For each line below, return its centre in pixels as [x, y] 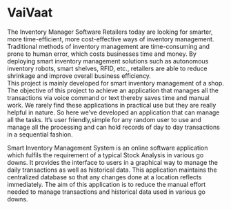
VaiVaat [30, 13]
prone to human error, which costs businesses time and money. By [102, 54]
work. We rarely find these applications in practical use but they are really [112, 105]
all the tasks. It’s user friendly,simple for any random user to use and [104, 119]
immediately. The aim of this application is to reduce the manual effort [107, 184]
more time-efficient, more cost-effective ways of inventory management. [111, 39]
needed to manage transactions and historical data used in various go [106, 192]
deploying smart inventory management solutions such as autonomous [108, 61]
